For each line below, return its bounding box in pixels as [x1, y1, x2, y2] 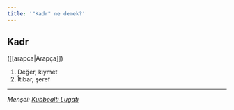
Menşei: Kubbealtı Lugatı [7, 95, 79, 104]
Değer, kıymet [17, 68, 58, 77]
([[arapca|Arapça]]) [7, 54, 64, 63]
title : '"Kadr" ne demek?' [7, 10, 86, 17]
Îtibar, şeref [17, 75, 51, 84]
